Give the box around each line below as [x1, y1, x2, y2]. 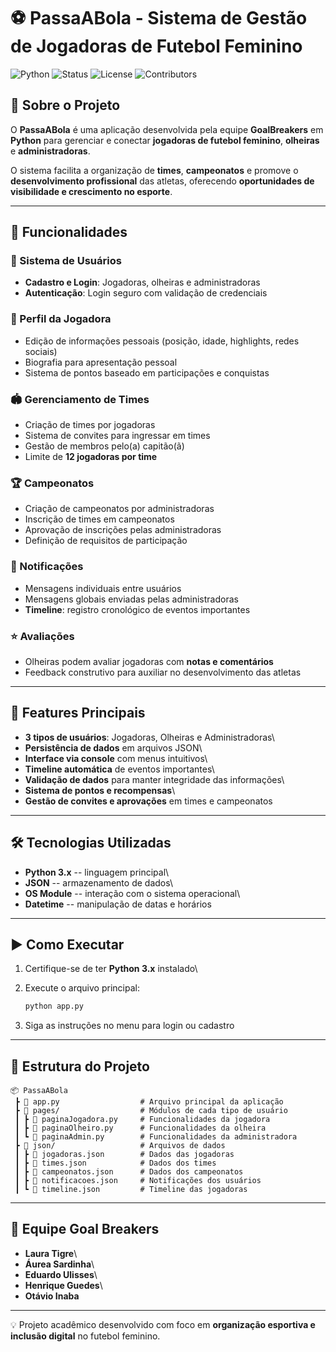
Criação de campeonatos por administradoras [24, 503, 215, 515]
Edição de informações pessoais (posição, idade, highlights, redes [24, 335, 300, 347]
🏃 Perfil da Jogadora [10, 312, 112, 326]
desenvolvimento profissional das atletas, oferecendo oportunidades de [10, 175, 315, 187]
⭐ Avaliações [10, 629, 75, 643]
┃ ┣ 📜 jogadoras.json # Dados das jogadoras [14, 1150, 235, 1160]
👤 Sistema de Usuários [10, 254, 122, 268]
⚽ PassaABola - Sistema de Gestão [10, 7, 308, 30]
